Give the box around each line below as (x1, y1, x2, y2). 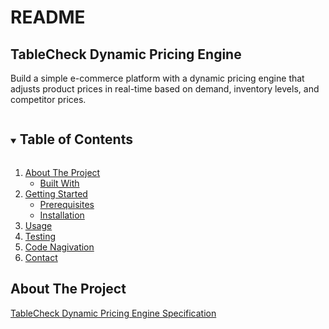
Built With (39, 177, 80, 189)
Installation (39, 209, 85, 221)
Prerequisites (39, 198, 95, 210)
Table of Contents (19, 131, 133, 148)
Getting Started (24, 187, 88, 200)
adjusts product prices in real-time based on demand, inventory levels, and (10, 83, 320, 95)
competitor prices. (10, 94, 87, 105)
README (10, 6, 86, 29)
